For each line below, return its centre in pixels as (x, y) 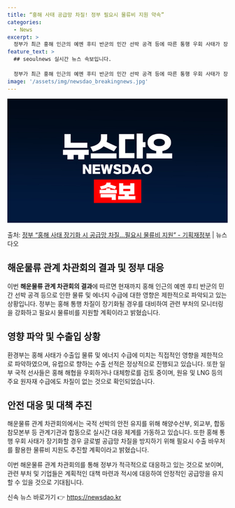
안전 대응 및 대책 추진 (50, 406)
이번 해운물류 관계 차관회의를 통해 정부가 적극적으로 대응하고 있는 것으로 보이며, (115, 465)
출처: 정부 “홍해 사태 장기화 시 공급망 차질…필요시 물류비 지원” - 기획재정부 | (111, 235)
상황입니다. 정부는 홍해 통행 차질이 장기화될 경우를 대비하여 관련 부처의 (103, 303)
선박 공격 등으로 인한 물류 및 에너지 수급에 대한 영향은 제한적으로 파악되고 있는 (121, 295)
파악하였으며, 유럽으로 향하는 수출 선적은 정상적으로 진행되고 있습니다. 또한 (116, 363)
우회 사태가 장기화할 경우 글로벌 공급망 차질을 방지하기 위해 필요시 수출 (111, 441)
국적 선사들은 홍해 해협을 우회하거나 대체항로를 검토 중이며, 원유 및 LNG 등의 (119, 373)
